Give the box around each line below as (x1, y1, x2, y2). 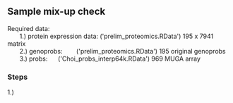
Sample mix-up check (7, 6, 106, 18)
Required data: (7, 24, 50, 32)
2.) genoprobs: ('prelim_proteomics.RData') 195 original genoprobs (19, 47, 226, 55)
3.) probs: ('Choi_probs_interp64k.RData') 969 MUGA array (19, 54, 201, 63)
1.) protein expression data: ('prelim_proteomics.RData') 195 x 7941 (19, 32, 214, 40)
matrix (7, 39, 26, 48)
